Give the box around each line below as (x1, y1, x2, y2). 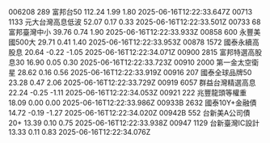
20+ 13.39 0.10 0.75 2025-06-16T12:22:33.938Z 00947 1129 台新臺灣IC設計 (8, 118, 260, 128)
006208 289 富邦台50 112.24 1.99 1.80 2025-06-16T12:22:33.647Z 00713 (8, 7, 253, 16)
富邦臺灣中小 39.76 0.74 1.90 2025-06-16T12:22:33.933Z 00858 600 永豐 (8, 27, 255, 36)
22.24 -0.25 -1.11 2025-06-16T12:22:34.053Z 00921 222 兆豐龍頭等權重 (8, 88, 247, 97)
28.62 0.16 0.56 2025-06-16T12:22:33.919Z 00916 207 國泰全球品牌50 (17, 68, 252, 77)
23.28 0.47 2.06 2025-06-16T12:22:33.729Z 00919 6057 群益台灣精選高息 (8, 78, 256, 87)
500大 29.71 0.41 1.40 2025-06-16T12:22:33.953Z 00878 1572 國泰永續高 (15, 37, 260, 47)
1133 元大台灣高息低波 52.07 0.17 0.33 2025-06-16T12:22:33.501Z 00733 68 (8, 17, 261, 27)
